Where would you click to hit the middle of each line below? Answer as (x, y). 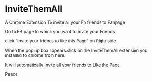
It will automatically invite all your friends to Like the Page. (63, 65)
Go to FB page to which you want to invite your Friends (60, 31)
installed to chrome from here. (35, 55)
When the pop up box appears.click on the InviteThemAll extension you (76, 50)
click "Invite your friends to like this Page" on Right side (60, 41)
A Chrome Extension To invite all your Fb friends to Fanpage (65, 22)
